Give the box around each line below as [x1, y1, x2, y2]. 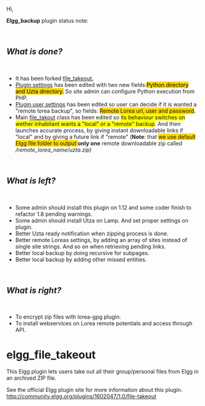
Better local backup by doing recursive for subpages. [15, 249, 150, 256]
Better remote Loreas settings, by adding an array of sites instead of [15, 236, 188, 243]
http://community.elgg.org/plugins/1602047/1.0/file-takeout [6, 393, 157, 400]
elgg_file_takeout [6, 348, 96, 361]
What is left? [6, 175, 56, 186]
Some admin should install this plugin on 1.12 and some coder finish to [15, 204, 192, 211]
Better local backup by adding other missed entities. [15, 256, 147, 263]
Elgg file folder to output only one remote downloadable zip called [15, 139, 182, 147]
